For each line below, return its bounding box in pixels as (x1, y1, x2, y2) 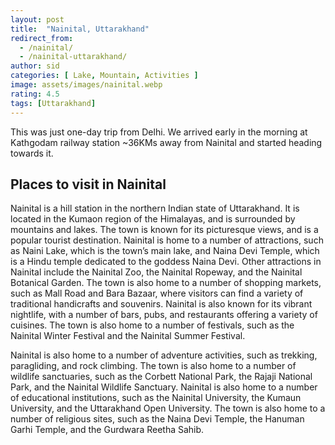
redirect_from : (10, 33, 74, 43)
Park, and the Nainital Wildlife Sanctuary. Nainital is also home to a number (10, 381, 318, 393)
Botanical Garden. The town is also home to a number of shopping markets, (10, 277, 322, 289)
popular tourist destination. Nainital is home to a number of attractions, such (10, 234, 324, 246)
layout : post (10, 14, 65, 25)
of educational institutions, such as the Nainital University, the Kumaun (10, 392, 302, 404)
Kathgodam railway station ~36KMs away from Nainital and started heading (10, 136, 323, 148)
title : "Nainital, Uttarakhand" (10, 24, 150, 34)
